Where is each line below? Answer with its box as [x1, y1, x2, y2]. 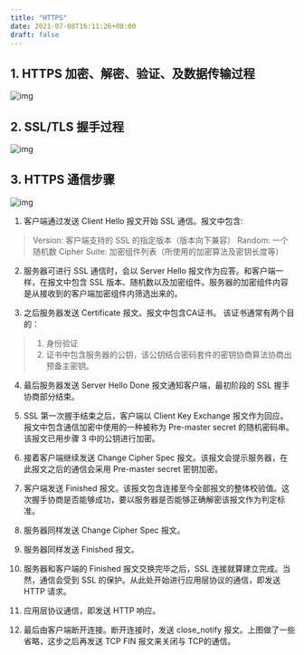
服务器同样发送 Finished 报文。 [23, 544, 139, 554]
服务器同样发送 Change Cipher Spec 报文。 [23, 525, 185, 535]
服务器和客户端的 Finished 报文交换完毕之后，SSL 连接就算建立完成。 [23, 563, 283, 573]
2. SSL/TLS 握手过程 [10, 119, 125, 134]
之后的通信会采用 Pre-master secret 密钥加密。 [47, 463, 223, 474]
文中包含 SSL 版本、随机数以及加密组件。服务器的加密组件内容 [54, 276, 289, 287]
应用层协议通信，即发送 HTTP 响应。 [23, 604, 161, 616]
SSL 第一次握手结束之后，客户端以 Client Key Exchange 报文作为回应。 [23, 409, 289, 421]
